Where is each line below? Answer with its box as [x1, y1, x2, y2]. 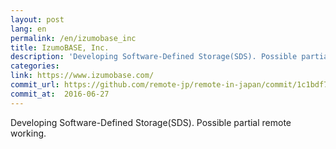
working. [10, 127, 47, 139]
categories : [10, 61, 60, 71]
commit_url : [10, 80, 60, 90]
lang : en [10, 24, 47, 34]
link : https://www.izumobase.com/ [10, 71, 155, 81]
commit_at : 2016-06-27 [10, 89, 110, 99]
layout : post [10, 14, 65, 25]
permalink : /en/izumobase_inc [10, 33, 137, 43]
